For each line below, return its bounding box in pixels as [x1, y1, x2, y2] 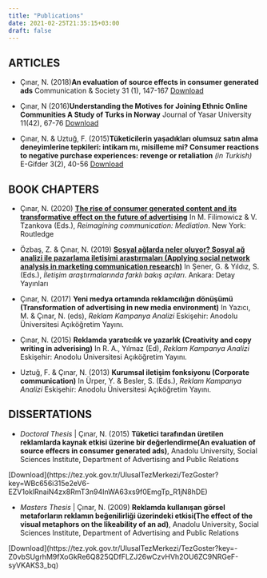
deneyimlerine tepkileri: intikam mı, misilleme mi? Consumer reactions [19, 142, 260, 152]
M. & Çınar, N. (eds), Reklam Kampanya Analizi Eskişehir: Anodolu [19, 311, 238, 321]
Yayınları [19, 279, 49, 288]
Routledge [19, 229, 54, 238]
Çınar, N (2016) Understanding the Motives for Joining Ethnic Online [19, 102, 248, 111]
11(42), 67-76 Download [19, 118, 99, 128]
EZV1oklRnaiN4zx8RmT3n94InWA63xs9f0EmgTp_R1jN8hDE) [8, 487, 208, 496]
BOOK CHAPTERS [8, 182, 100, 196]
